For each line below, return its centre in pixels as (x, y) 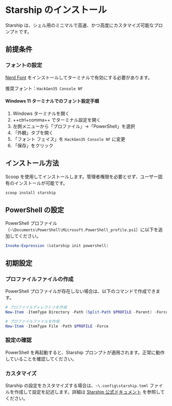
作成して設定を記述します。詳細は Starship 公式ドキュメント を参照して (89, 392)
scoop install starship (31, 192)
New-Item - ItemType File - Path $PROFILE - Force (57, 326)
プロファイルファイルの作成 (39, 279)
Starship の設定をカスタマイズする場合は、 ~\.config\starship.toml (77, 385)
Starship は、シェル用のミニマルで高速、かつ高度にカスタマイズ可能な (80, 25)
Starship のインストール (56, 10)
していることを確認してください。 (41, 359)
